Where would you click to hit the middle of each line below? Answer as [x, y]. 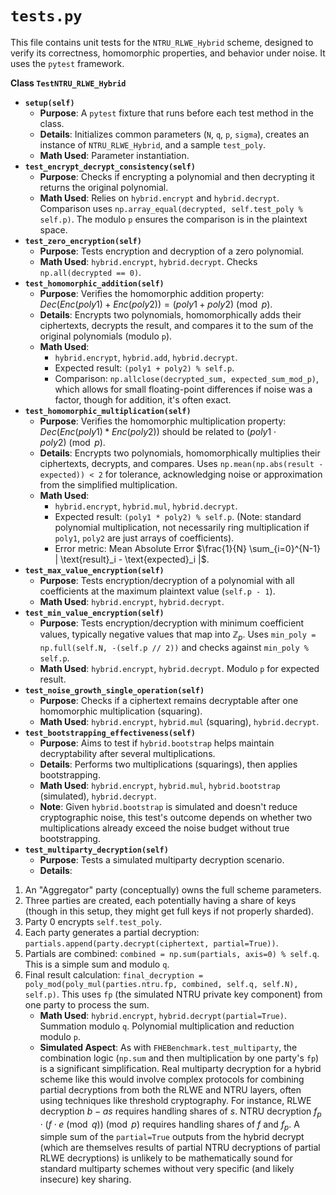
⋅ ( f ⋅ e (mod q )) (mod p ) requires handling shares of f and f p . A [169, 1125]
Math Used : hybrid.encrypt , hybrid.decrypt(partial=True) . [163, 1015]
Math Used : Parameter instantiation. [114, 155]
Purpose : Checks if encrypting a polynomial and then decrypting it [177, 176]
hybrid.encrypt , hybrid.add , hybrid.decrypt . [146, 357]
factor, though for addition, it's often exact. [143, 399]
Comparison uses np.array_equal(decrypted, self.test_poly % [171, 208]
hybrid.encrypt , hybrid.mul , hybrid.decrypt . [146, 506]
